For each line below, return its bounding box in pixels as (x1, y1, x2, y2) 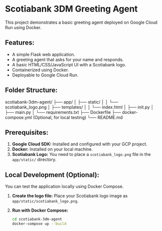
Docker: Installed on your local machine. (12, 146, 93, 152)
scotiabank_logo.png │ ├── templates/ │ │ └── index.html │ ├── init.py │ (5, 104, 154, 110)
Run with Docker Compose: (12, 207, 69, 214)
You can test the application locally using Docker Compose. (5, 184, 124, 189)
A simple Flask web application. (12, 51, 75, 57)
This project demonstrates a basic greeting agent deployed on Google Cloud (5, 19, 158, 25)
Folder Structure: (5, 86, 58, 94)
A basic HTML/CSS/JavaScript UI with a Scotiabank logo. (12, 62, 127, 67)
